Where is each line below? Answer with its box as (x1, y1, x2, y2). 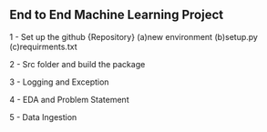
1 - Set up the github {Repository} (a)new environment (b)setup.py (9, 31, 258, 42)
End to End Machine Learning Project (9, 7, 224, 23)
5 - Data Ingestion (9, 111, 77, 122)
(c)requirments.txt (9, 41, 77, 52)
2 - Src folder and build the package (9, 58, 146, 69)
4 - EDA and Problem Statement (9, 94, 129, 105)
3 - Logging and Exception (9, 76, 109, 87)
